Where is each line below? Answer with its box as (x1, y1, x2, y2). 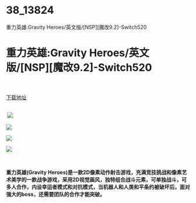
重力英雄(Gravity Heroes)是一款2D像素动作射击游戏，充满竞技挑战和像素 (6, 168, 182, 176)
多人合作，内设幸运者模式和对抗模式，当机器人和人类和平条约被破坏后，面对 (6, 183, 190, 190)
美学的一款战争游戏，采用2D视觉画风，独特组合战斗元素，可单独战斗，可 (10, 176, 187, 183)
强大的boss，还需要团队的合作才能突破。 (6, 191, 106, 198)
